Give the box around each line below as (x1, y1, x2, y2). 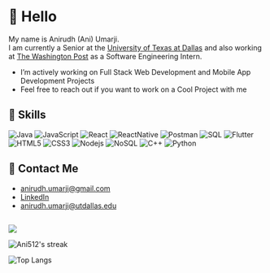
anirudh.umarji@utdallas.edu (20, 201, 117, 210)
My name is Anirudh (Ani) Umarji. (8, 34, 120, 44)
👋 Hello (8, 7, 57, 26)
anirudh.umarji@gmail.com (20, 183, 111, 193)
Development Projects (20, 76, 95, 85)
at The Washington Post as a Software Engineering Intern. (8, 51, 202, 61)
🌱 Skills (8, 108, 46, 122)
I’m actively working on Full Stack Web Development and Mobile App (20, 67, 251, 76)
